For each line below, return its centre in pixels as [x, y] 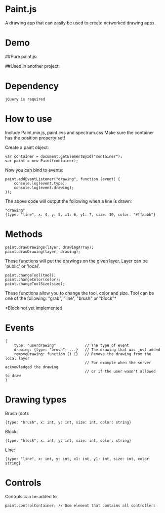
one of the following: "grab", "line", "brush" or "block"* [61, 298]
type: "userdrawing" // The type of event [72, 345]
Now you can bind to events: [34, 170]
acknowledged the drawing [32, 367]
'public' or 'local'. [23, 266]
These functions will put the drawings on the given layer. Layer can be [77, 261]
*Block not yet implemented [34, 308]
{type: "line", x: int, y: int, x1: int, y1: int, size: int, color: [78, 459]
